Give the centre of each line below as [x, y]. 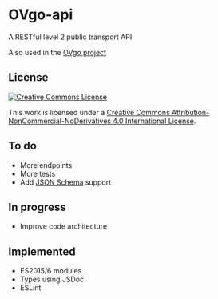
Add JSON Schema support [65, 182]
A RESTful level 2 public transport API [70, 37]
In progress [37, 207]
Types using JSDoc [52, 279]
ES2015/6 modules [51, 271]
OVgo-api [41, 15]
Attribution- [190, 112]
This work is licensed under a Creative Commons [89, 112]
